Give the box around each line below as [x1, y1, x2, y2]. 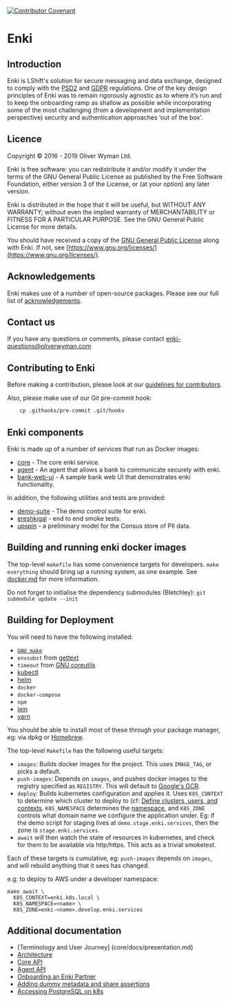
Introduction [7, 58, 62, 70]
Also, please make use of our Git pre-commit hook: [7, 394, 152, 402]
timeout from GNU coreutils [17, 660, 96, 669]
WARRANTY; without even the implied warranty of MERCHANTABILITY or [7, 207, 216, 216]
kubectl [17, 668, 39, 676]
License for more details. [7, 222, 78, 231]
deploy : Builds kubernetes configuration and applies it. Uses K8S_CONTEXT [17, 789, 224, 797]
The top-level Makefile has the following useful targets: [7, 746, 164, 754]
